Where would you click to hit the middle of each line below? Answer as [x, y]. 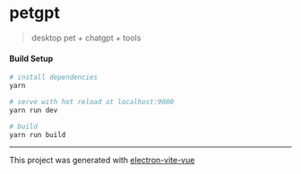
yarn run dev [34, 110]
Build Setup [31, 58]
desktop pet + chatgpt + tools [86, 38]
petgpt [34, 13]
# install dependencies [54, 78]
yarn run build [38, 135]
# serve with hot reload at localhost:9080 [92, 101]
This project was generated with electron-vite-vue [102, 161]
